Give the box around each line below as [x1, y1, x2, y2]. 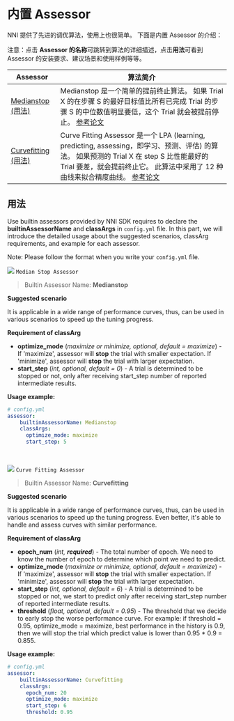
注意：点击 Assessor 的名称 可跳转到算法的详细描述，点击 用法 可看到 [7, 45, 203, 54]
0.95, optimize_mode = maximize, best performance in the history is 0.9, [17, 621, 226, 630]
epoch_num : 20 [25, 689, 68, 697]
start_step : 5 [25, 438, 68, 446]
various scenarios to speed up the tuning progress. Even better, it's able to [7, 513, 221, 521]
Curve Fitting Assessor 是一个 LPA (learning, [60, 130, 205, 140]
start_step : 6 [25, 702, 68, 709]
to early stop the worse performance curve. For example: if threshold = [17, 614, 221, 622]
